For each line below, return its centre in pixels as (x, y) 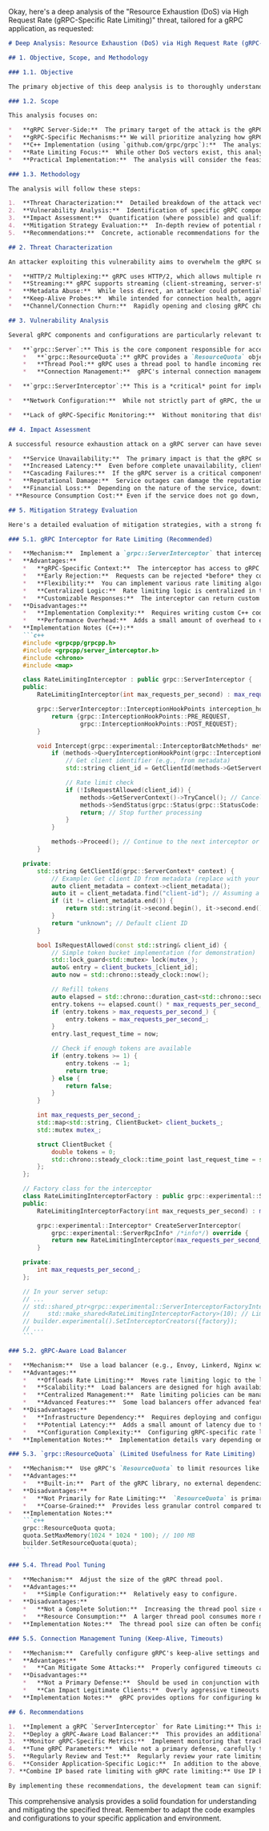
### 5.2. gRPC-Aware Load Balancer (68, 1350)
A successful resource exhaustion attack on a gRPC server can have (125, 444)
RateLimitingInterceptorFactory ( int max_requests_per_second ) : (147, 1211)
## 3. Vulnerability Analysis (59, 320)
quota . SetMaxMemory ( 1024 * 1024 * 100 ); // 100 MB (109, 1536)
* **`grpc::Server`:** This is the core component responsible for (127, 349)
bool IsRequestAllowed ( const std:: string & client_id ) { (132, 945)
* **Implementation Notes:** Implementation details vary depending (130, 1440)
